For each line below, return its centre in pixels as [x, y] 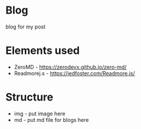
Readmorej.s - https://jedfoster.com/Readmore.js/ [74, 73]
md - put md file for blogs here [51, 120]
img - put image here [40, 114]
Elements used [43, 51]
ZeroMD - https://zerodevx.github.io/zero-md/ [70, 67]
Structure [29, 97]
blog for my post [26, 27]
